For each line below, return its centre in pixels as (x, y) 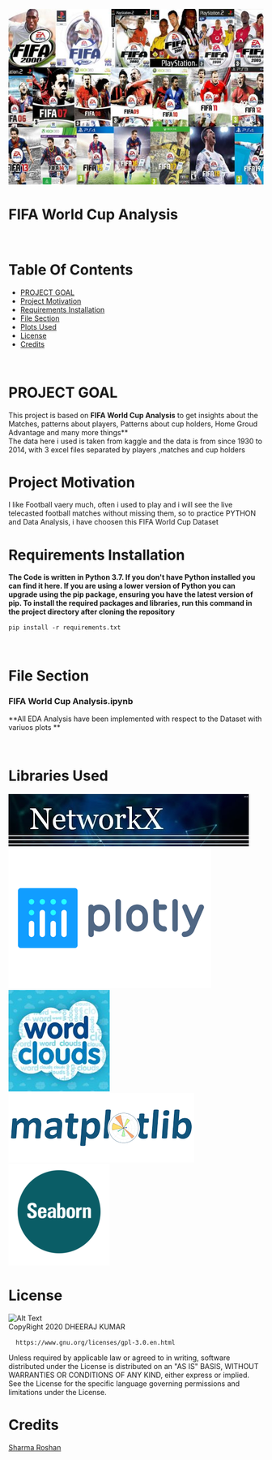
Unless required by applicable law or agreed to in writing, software (119, 1358)
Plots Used (38, 326)
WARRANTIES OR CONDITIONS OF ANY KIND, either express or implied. (129, 1375)
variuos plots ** (34, 727)
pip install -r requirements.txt (65, 628)
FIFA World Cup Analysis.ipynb (71, 701)
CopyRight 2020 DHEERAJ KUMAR (67, 1326)
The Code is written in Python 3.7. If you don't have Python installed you (132, 577)
